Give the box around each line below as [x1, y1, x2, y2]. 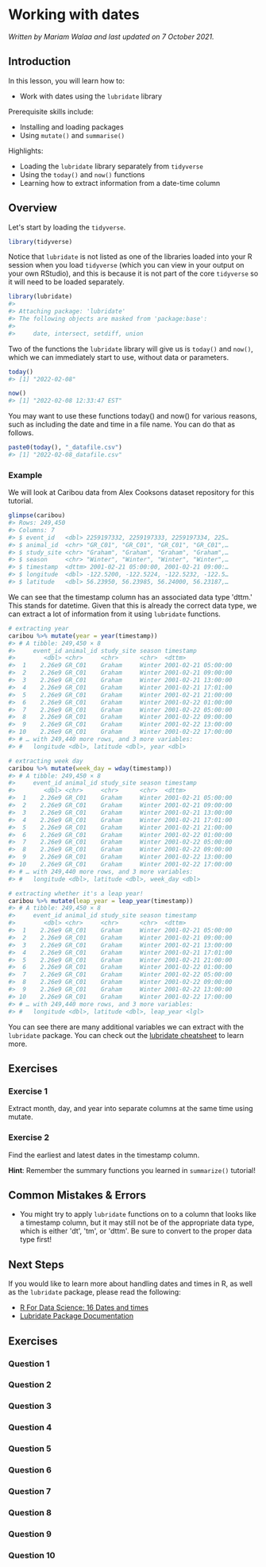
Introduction [8, 55, 71, 68]
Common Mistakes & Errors [8, 1188, 147, 1202]
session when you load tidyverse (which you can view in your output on [8, 261, 245, 270]
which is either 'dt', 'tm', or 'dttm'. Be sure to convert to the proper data [19, 1226, 253, 1236]
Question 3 [8, 1400, 52, 1411]
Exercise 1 [8, 1086, 48, 1097]
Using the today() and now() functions [19, 169, 145, 179]
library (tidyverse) [8, 237, 73, 245]
